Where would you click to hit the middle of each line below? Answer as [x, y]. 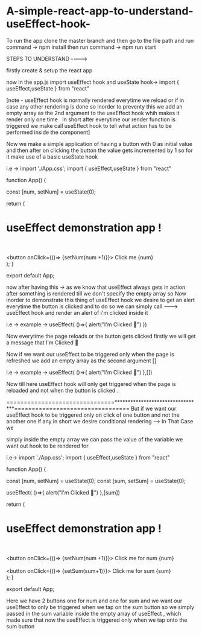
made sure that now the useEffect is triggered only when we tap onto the [97, 620]
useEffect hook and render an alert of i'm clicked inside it [77, 312]
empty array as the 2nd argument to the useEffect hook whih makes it [93, 113]
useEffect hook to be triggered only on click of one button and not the [93, 415]
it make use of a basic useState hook [52, 156]
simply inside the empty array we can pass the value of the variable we [95, 439]
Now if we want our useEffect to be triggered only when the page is [90, 354]
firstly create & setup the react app [49, 70]
